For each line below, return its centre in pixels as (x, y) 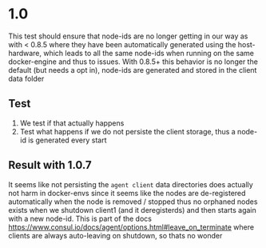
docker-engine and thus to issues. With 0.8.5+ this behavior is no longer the (133, 62)
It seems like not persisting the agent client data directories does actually (131, 184)
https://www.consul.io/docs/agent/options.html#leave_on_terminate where (131, 227)
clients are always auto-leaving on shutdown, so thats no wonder (115, 235)
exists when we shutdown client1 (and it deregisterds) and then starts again (133, 210)
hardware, (25, 53)
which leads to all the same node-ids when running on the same (149, 53)
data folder (26, 78)
